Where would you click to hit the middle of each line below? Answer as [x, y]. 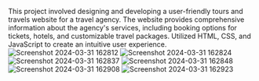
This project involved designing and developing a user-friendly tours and [126, 11]
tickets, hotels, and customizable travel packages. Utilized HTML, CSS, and [129, 36]
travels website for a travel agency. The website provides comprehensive [126, 19]
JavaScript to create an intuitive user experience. [88, 44]
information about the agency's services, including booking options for [123, 28]
